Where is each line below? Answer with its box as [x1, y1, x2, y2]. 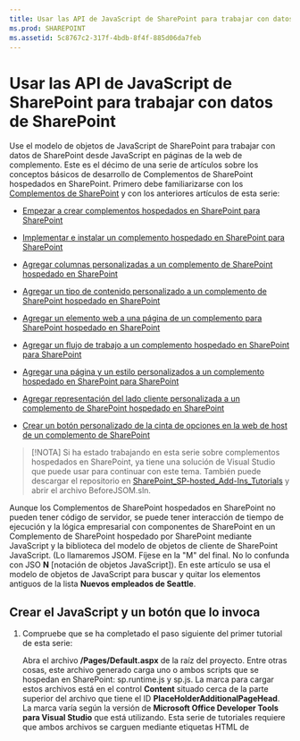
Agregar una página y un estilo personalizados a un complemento [21, 367, 265, 378]
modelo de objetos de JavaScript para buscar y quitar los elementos [9, 569, 261, 580]
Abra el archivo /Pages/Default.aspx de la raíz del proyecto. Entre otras [21, 655, 287, 666]
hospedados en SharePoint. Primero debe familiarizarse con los [9, 179, 244, 190]
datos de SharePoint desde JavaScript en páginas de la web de [9, 150, 243, 161]
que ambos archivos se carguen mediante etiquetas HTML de [21, 721, 250, 733]
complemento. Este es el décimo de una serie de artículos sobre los [9, 159, 259, 170]
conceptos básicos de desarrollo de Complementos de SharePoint [9, 169, 254, 180]
